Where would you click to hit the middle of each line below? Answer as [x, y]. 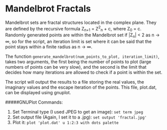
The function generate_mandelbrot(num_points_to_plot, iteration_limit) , [82, 57]
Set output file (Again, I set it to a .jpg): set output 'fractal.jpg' [79, 117]
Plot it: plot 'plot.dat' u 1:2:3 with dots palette [65, 123]
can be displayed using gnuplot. [38, 93]
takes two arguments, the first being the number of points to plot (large [78, 62]
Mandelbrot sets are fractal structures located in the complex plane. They [81, 22]
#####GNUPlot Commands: [34, 102]
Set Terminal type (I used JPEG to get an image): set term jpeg [78, 112]
